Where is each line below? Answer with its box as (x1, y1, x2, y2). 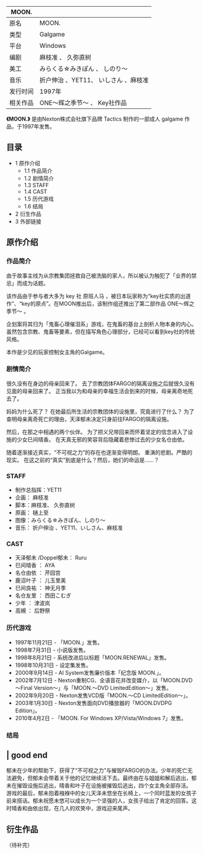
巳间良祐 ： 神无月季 (14, 584, 66, 592)
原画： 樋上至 (14, 509, 49, 517)
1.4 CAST (24, 188, 47, 195)
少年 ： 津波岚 (14, 600, 50, 607)
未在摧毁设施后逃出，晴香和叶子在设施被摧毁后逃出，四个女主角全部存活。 (6, 782, 192, 789)
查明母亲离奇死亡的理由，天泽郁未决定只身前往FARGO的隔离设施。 (6, 415, 172, 423)
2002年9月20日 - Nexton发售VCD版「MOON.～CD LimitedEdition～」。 (14, 692, 192, 699)
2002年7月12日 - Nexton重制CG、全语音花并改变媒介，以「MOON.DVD (14, 677, 193, 684)
